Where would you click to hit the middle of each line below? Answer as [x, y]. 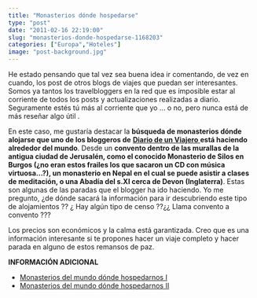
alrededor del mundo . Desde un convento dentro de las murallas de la [124, 148]
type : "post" [29, 23]
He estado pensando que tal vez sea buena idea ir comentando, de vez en [128, 74]
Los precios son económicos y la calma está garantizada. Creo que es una [128, 230]
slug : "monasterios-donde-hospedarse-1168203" [86, 37]
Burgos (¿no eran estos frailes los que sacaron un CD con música [117, 165]
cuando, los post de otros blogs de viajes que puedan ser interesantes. [123, 83]
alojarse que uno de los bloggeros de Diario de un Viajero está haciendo [128, 140]
